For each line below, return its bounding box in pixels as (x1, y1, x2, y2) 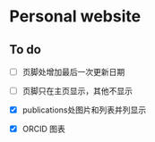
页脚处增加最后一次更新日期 (22, 67, 125, 77)
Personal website (9, 6, 142, 27)
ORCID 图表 (22, 123, 65, 135)
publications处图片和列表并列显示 (22, 104, 147, 115)
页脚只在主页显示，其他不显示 (22, 86, 133, 96)
